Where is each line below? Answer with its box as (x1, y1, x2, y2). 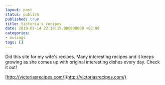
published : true (5, 16, 39, 21)
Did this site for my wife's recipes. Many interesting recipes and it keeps (5, 53, 154, 59)
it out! (5, 64, 18, 70)
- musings (5, 35, 26, 40)
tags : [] (5, 40, 24, 45)
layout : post (5, 7, 33, 12)
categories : (5, 30, 30, 35)
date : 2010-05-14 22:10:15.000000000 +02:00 (5, 26, 100, 31)
